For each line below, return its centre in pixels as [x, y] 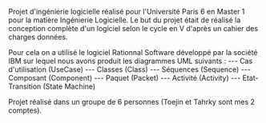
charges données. [38, 37]
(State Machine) [69, 86]
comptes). [25, 110]
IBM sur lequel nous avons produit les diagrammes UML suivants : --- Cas [131, 61]
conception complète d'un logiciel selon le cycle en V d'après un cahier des [133, 28]
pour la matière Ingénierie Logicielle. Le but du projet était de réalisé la [125, 20]
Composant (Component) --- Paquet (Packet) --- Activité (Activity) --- [125, 78]
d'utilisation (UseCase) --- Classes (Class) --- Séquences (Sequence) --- [129, 69]
